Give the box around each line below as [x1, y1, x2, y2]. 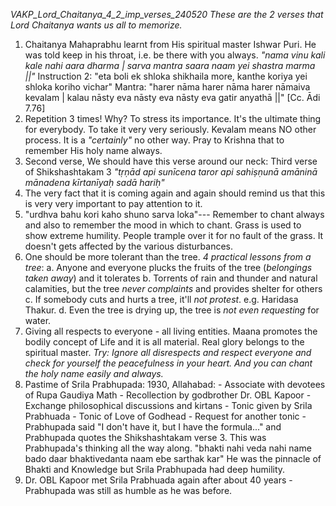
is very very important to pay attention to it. [24, 198, 203, 209]
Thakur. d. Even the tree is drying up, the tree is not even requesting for [24, 304, 320, 316]
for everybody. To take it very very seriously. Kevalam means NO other [24, 124, 317, 135]
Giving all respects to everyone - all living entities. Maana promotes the [24, 325, 318, 337]
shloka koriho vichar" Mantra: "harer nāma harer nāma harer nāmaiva [24, 81, 311, 93]
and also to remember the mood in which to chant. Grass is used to [24, 219, 302, 231]
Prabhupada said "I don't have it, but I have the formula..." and [24, 421, 282, 433]
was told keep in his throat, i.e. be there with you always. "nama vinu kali [24, 49, 326, 61]
